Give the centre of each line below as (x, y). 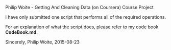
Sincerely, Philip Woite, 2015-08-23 (43, 42)
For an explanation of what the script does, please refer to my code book (82, 27)
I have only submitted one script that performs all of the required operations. (86, 17)
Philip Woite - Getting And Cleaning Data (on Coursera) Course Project (80, 7)
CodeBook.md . (21, 32)
